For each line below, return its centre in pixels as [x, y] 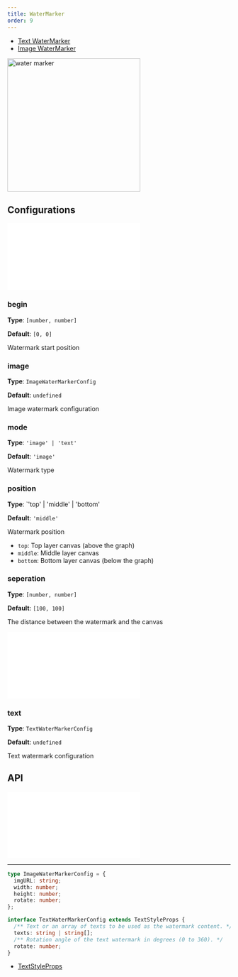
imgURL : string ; [38, 880]
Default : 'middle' [33, 518]
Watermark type [31, 470]
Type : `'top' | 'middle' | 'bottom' [54, 504]
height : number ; [38, 894]
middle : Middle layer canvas [58, 553]
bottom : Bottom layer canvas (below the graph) [86, 560]
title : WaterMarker [36, 14]
